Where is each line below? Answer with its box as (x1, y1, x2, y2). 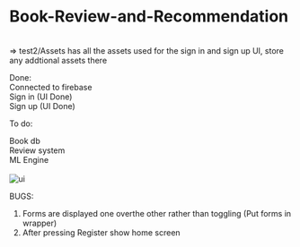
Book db (9, 135, 40, 146)
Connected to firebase (9, 81, 93, 92)
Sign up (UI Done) (9, 100, 76, 111)
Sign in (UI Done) (9, 91, 73, 102)
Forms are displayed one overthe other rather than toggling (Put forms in (22, 208, 292, 218)
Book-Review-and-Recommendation (9, 6, 289, 27)
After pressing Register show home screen (22, 226, 181, 238)
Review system (9, 145, 66, 156)
